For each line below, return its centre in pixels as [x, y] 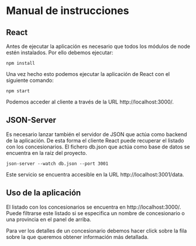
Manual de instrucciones [68, 11]
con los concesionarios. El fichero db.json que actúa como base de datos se [98, 147]
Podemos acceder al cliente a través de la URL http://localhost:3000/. [90, 102]
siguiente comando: [30, 80]
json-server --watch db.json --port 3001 [57, 164]
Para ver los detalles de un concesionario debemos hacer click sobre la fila [97, 231]
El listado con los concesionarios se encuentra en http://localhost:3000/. [94, 207]
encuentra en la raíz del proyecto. [47, 153]
